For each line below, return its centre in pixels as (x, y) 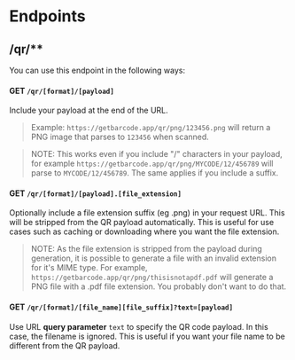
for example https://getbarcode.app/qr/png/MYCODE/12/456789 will (152, 164)
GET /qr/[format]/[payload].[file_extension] (95, 193)
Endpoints (47, 16)
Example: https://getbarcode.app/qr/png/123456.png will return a (151, 128)
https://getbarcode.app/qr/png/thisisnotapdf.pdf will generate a (152, 278)
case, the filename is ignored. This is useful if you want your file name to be (147, 336)
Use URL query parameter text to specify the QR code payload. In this (139, 326)
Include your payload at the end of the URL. (89, 110)
